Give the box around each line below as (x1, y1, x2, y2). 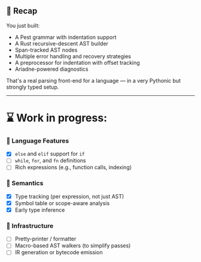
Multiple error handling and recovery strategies (14, 52, 132, 60)
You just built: (6, 22, 40, 29)
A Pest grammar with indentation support (14, 34, 117, 41)
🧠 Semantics (6, 179, 44, 188)
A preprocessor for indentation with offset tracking (14, 59, 141, 66)
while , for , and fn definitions (14, 157, 86, 164)
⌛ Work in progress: (6, 112, 108, 125)
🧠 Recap (6, 6, 38, 16)
